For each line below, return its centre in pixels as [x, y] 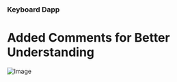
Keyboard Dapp [33, 10]
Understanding [51, 52]
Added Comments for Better [88, 38]
